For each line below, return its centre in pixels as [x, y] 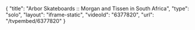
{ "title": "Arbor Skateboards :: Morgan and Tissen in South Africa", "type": [97, 9]
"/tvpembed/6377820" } [36, 21]
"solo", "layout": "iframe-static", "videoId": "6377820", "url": [80, 15]
